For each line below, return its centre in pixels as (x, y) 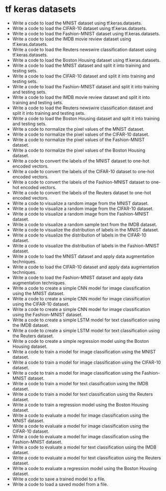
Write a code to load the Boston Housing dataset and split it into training (86, 118)
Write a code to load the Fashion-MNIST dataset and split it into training (86, 86)
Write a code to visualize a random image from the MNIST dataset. (81, 203)
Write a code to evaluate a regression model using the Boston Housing (84, 468)
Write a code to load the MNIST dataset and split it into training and (81, 65)
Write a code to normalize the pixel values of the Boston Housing (79, 150)
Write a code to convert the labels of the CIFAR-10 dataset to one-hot (83, 171)
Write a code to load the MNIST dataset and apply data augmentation (83, 256)
